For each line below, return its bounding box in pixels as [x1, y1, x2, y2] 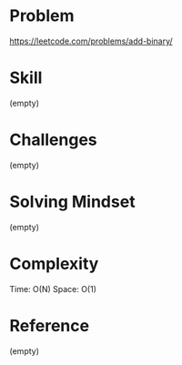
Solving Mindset [9, 192, 136, 212]
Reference [9, 315, 89, 336]
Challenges [9, 129, 97, 150]
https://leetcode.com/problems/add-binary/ [9, 35, 173, 46]
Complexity [9, 253, 99, 274]
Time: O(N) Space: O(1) [9, 283, 97, 294]
